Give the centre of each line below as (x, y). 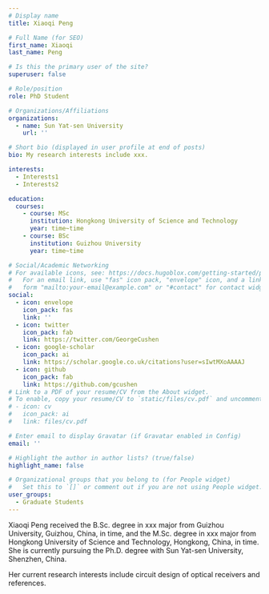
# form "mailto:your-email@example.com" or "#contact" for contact (127, 288)
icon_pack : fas (48, 310)
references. (27, 583)
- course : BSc (46, 236)
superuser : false (37, 74)
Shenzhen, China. (38, 559)
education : (26, 199)
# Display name (34, 16)
